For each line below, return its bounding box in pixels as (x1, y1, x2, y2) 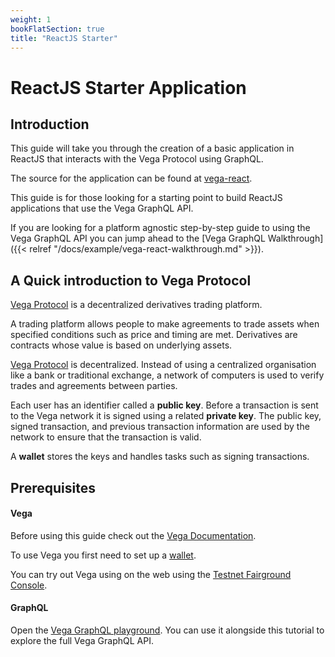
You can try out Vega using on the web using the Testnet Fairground (10, 568, 292, 580)
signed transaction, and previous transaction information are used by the (10, 421, 310, 433)
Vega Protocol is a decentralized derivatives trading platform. (10, 299, 263, 311)
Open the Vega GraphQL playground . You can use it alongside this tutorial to (10, 624, 325, 636)
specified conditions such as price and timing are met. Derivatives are (10, 329, 298, 341)
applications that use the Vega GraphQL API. (10, 202, 194, 215)
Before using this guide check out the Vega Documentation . (10, 529, 257, 541)
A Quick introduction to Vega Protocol (10, 272, 252, 289)
